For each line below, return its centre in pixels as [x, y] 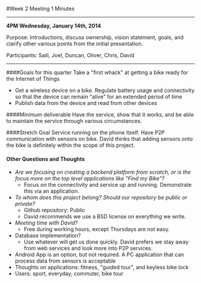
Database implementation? [48, 236]
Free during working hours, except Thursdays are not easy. [97, 229]
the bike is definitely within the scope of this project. [71, 145]
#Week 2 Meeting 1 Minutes [40, 9]
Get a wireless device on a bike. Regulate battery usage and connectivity [105, 90]
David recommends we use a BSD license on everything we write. [105, 217]
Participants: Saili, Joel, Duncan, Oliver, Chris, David [70, 55]
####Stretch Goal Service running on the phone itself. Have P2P [86, 133]
